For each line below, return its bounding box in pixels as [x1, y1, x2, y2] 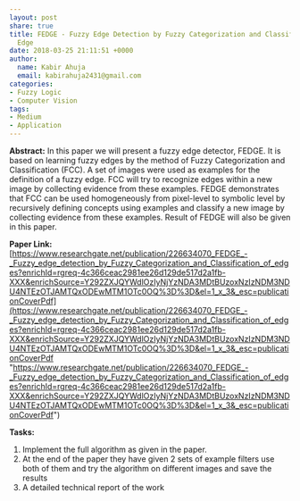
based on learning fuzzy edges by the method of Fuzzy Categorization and [9, 155, 286, 165]
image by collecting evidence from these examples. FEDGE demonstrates [9, 184, 279, 194]
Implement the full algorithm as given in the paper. [21, 444, 207, 455]
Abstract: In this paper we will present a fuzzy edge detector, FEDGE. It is [9, 146, 281, 156]
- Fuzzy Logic [9, 88, 62, 96]
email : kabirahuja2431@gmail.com [17, 71, 142, 80]
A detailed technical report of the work [21, 482, 165, 492]
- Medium [9, 113, 42, 121]
